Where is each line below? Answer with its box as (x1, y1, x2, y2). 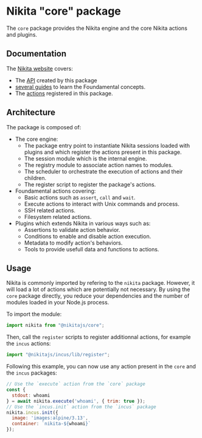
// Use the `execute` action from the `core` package (6, 381, 146, 387)
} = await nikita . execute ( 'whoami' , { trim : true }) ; (6, 398, 146, 404)
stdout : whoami (12, 392, 50, 398)
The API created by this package (15, 76, 97, 84)
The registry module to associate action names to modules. (24, 161, 173, 168)
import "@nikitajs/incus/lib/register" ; (6, 352, 111, 358)
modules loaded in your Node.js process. (6, 299, 110, 306)
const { (6, 387, 26, 393)
